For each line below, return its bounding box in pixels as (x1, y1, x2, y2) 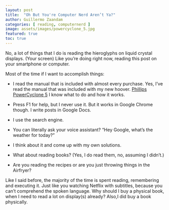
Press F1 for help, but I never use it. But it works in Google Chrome (12, 101, 153, 107)
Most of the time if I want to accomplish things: (5, 71, 104, 77)
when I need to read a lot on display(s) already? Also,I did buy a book (5, 193, 152, 199)
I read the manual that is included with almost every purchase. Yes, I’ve (12, 80, 163, 87)
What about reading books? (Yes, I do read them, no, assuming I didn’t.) (12, 152, 164, 158)
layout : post (5, 7, 33, 13)
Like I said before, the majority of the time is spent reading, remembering (5, 177, 159, 183)
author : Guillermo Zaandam (5, 17, 63, 22)
